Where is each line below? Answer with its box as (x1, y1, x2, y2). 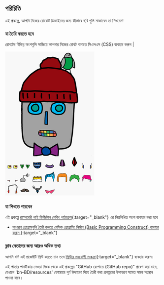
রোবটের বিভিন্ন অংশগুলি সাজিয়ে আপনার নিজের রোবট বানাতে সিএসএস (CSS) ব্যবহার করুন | (5, 41, 134, 47)
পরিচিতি (5, 4, 21, 13)
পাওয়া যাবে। (5, 275, 23, 281)
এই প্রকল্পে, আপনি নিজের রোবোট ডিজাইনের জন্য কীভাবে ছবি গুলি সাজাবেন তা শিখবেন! (5, 17, 124, 23)
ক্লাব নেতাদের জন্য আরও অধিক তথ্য (5, 243, 61, 249)
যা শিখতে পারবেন (5, 203, 33, 210)
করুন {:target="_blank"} (12, 230, 58, 236)
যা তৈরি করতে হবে (5, 30, 34, 37)
